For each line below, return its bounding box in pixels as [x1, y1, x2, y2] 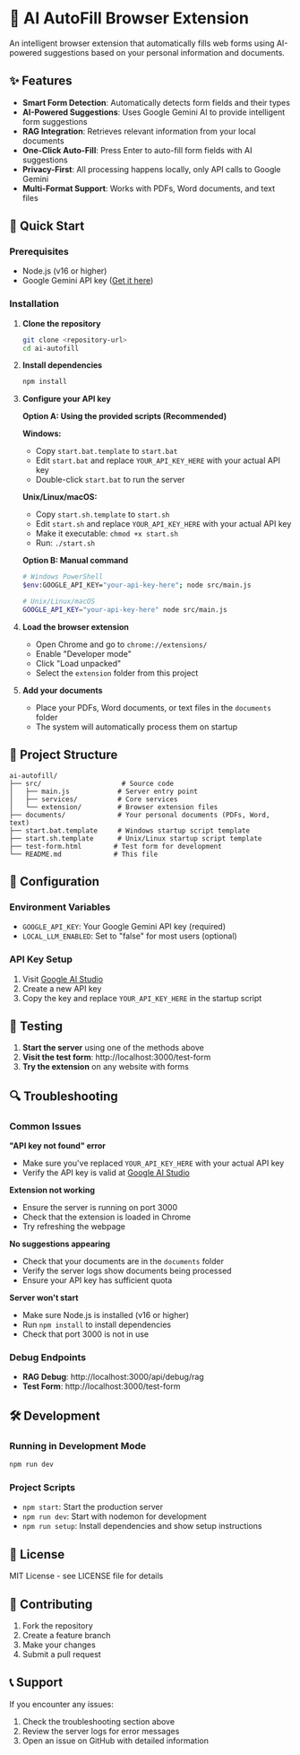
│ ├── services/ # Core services [9, 794, 178, 804]
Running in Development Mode [9, 1439, 146, 1452]
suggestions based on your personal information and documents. [43, 47, 285, 57]
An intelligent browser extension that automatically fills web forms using [9, 38, 275, 48]
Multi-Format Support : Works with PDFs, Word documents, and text [21, 183, 276, 194]
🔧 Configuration [9, 874, 100, 889]
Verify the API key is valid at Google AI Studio [21, 1167, 190, 1178]
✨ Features [9, 74, 73, 89]
